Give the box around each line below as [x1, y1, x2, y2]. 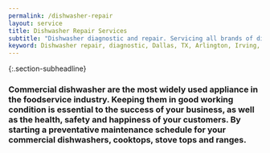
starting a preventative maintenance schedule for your [8, 124, 227, 135]
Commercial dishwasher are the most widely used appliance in [8, 84, 259, 95]
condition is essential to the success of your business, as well [8, 104, 255, 115]
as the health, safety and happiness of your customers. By [8, 114, 241, 126]
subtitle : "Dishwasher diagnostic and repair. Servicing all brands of [8, 34, 253, 43]
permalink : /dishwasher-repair [8, 11, 113, 20]
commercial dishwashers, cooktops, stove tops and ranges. [8, 134, 247, 146]
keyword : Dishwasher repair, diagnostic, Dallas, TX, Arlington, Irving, [8, 42, 261, 50]
